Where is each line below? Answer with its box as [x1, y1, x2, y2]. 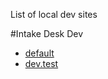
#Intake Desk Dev [10, 28, 84, 39]
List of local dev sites [10, 9, 98, 20]
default [24, 47, 55, 59]
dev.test [24, 58, 59, 69]
